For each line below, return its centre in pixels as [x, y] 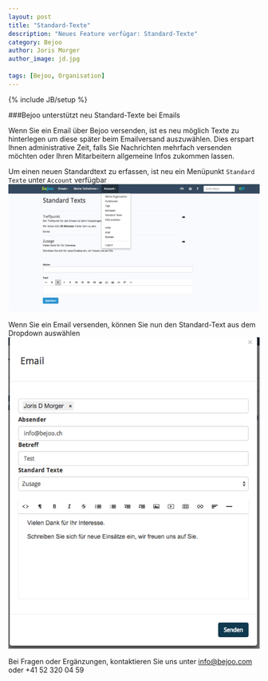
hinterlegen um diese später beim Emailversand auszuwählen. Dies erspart [131, 139]
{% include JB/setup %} [48, 99]
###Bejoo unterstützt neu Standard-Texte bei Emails [95, 115]
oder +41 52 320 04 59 [46, 670]
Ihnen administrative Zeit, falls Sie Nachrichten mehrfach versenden [120, 147]
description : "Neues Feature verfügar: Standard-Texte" [103, 34]
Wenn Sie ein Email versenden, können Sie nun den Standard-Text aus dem [132, 325]
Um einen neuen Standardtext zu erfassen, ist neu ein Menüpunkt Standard [132, 171]
